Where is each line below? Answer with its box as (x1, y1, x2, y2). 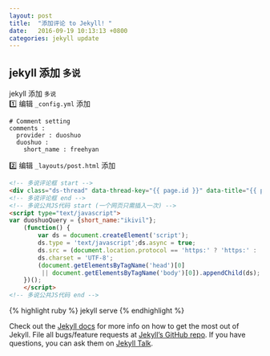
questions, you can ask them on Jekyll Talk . (9, 338, 154, 348)
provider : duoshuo (16, 132, 82, 140)
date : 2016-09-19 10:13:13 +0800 (9, 27, 128, 35)
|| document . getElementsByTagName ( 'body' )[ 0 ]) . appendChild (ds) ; (41, 268, 261, 277)
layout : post (9, 11, 53, 20)
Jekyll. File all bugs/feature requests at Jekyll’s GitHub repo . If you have (9, 330, 246, 340)
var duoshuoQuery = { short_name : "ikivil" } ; (9, 216, 157, 225)
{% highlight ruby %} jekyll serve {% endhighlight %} (9, 306, 185, 316)
